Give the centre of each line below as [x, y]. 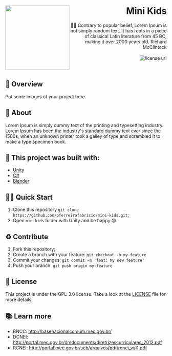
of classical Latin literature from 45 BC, [125, 36]
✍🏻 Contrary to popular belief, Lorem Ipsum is [119, 25]
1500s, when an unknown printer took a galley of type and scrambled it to [83, 136]
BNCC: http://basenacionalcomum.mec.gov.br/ [62, 331]
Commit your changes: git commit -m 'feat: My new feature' [79, 260]
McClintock [155, 47]
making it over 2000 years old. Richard [126, 42]
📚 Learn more [28, 316]
